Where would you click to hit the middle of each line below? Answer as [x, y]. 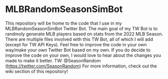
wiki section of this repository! [37, 71]
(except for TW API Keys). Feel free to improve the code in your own [76, 44]
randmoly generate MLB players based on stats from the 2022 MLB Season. [84, 34]
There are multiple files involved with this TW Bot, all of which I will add [79, 39]
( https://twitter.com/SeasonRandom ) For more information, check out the [81, 66]
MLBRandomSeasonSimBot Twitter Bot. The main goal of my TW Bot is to [81, 28]
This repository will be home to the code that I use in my [64, 23]
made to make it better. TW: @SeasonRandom [53, 60]
